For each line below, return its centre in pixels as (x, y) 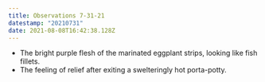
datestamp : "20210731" (46, 23)
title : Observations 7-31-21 (57, 16)
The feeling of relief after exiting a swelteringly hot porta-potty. (123, 70)
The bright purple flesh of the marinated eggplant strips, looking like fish (138, 53)
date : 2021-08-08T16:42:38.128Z (62, 30)
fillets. (30, 61)
